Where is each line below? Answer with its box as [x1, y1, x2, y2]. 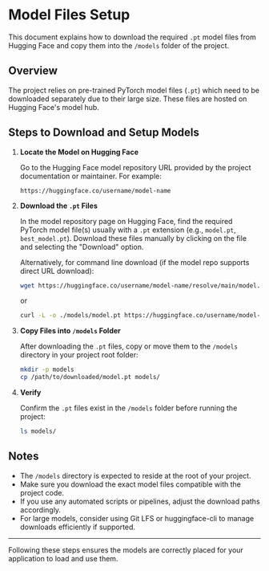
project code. [19, 487, 65, 497]
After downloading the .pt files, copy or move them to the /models [19, 341, 239, 351]
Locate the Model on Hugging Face [19, 147, 139, 157]
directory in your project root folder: [19, 350, 139, 360]
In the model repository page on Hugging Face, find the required [19, 216, 233, 226]
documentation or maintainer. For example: [19, 171, 162, 181]
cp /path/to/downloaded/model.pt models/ [19, 373, 160, 381]
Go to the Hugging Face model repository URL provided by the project [19, 162, 251, 172]
